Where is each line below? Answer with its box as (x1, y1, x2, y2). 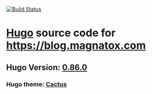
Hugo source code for (6, 27, 116, 40)
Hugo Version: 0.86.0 (6, 62, 87, 72)
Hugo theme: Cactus (6, 80, 67, 88)
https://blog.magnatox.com (6, 39, 147, 53)
